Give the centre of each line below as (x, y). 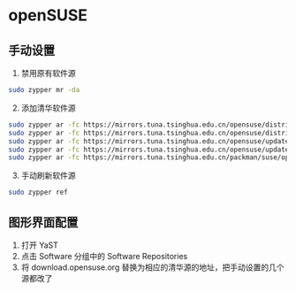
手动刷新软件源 (48, 176)
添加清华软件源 (48, 108)
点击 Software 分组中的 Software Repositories (104, 256)
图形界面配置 (43, 222)
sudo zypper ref (38, 192)
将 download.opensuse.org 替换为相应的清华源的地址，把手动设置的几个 (152, 267)
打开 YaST (40, 245)
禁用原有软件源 (48, 73)
